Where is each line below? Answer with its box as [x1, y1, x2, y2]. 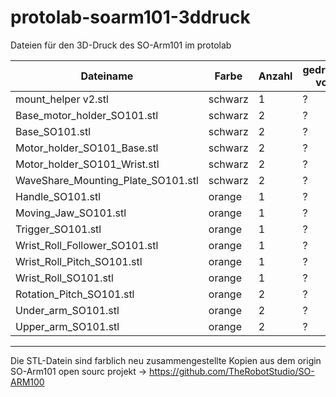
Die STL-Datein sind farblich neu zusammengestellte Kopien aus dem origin [10, 354, 322, 366]
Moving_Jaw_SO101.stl [15, 206, 127, 220]
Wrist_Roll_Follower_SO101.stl [15, 238, 159, 252]
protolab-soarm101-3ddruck [10, 6, 251, 29]
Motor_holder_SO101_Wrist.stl [15, 157, 160, 171]
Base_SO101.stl [15, 124, 91, 138]
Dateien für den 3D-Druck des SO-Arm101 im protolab [10, 39, 232, 51]
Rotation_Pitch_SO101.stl [15, 287, 135, 301]
